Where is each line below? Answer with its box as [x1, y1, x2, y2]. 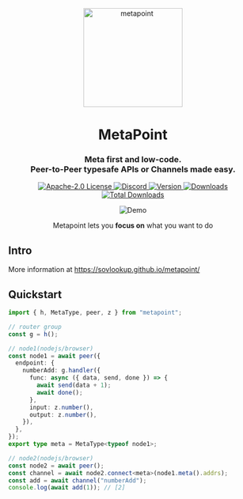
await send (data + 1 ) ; [36, 381, 112, 390]
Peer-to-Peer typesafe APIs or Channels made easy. [30, 164, 236, 175]
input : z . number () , [28, 403, 93, 411]
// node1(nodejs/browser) [8, 344, 93, 353]
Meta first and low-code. [84, 154, 182, 165]
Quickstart [8, 288, 63, 301]
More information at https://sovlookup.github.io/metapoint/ [8, 265, 200, 274]
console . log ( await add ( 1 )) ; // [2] [8, 484, 126, 492]
